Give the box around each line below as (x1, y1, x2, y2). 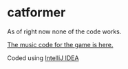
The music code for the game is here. (7, 40, 114, 49)
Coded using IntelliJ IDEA (7, 53, 79, 62)
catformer (7, 5, 66, 20)
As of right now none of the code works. (7, 27, 122, 36)
